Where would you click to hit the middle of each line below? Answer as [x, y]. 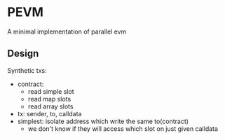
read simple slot [51, 91]
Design [23, 54]
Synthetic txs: [27, 70]
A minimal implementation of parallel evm [67, 31]
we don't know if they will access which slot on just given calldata [123, 128]
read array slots [50, 106]
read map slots [49, 99]
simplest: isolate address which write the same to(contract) [103, 121]
